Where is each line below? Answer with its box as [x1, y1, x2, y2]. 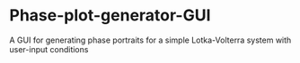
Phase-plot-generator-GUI [9, 5, 211, 26]
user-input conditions [9, 43, 89, 54]
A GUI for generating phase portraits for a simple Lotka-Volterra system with [9, 35, 292, 45]
